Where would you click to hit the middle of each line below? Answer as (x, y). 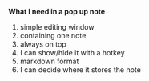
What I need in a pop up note (57, 12)
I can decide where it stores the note (81, 70)
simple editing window (57, 27)
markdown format (49, 61)
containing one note (53, 36)
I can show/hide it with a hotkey (72, 53)
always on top (43, 44)
